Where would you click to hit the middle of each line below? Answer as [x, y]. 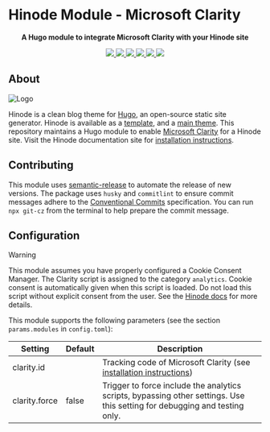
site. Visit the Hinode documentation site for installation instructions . [121, 139]
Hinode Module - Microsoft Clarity [125, 15]
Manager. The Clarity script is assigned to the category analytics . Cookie [130, 279]
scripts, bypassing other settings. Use [174, 396]
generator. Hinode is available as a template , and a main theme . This [121, 123]
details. [20, 305]
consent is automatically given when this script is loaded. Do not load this [130, 288]
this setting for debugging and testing [173, 406]
